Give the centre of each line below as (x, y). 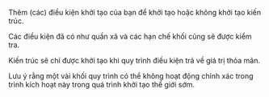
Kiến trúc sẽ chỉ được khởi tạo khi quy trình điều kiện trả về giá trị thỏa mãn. (134, 61)
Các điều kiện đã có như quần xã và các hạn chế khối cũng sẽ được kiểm (130, 36)
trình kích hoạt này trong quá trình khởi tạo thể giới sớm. (102, 85)
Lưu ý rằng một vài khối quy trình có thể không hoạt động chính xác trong (131, 76)
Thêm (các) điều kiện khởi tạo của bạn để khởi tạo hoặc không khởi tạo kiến (135, 12)
